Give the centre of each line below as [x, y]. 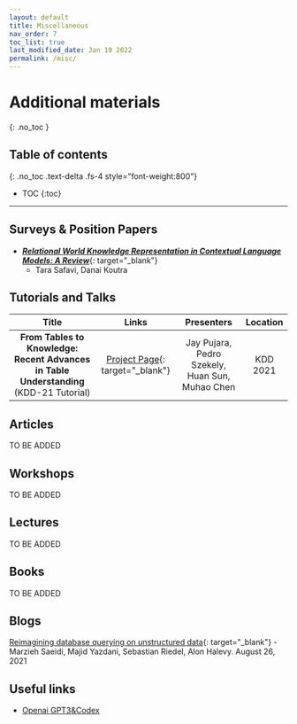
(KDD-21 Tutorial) [52, 393]
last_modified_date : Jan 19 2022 [71, 51]
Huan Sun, [209, 376]
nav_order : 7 [33, 34]
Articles [32, 424]
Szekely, [209, 365]
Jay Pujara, [209, 343]
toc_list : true [37, 42]
